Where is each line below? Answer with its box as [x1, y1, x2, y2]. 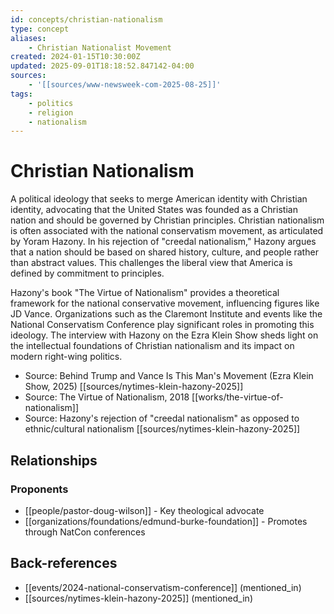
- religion [28, 107, 74, 118]
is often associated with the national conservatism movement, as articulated [10, 225, 324, 237]
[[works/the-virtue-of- [191, 391, 284, 403]
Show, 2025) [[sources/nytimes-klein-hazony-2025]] [24, 381, 244, 393]
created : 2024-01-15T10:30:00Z [10, 52, 141, 62]
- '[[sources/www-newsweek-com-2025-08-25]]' [28, 80, 222, 90]
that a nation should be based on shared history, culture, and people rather [10, 246, 319, 258]
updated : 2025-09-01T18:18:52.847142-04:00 [10, 61, 195, 71]
